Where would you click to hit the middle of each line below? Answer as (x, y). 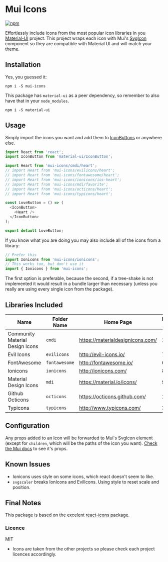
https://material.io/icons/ (108, 382)
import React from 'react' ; (34, 152)
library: (12, 245)
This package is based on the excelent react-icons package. (67, 515)
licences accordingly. (34, 554)
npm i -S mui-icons (25, 86)
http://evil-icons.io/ (102, 354)
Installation (23, 65)
